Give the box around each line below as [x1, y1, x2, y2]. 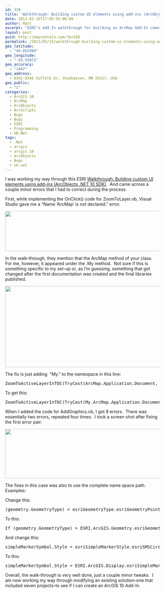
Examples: [5, 488, 26, 494]
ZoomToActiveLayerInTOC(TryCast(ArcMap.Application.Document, [5, 381, 158, 386]
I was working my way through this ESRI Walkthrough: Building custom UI [5, 176, 154, 182]
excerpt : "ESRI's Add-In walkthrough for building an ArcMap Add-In [5, 26, 148, 30]
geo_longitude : [5, 53, 36, 58]
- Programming [9, 126, 38, 131]
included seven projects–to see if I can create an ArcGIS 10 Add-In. [5, 583, 141, 589]
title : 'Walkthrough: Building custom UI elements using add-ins [5, 12, 141, 17]
